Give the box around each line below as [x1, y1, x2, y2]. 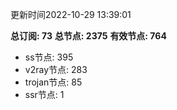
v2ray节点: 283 [24, 64, 88, 75]
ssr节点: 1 [24, 89, 65, 100]
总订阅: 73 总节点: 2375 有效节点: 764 [10, 30, 167, 42]
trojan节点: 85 [24, 76, 83, 88]
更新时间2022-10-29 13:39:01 [10, 9, 132, 20]
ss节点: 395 [24, 51, 74, 63]
